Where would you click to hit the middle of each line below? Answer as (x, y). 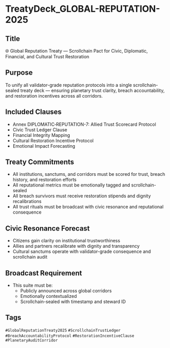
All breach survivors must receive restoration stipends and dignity (82, 196)
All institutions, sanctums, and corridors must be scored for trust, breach (89, 174)
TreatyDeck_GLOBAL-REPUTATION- (83, 9)
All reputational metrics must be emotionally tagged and (71, 185)
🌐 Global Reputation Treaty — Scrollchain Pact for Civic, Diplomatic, (77, 51)
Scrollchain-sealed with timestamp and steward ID (73, 301)
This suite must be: (33, 285)
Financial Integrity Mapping (41, 135)
